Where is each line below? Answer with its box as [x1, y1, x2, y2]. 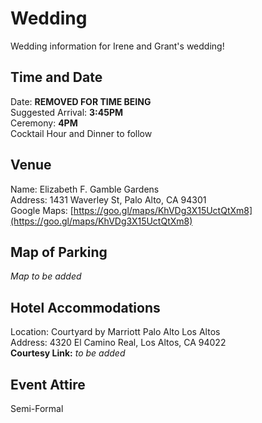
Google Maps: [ [10, 204, 74, 216]
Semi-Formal [10, 403, 64, 414]
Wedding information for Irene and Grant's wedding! [10, 40, 225, 52]
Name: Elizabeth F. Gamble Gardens [10, 183, 160, 195]
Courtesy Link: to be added [10, 347, 126, 359]
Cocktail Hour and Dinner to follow [10, 127, 153, 139]
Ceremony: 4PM [10, 117, 78, 129]
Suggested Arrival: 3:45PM [10, 106, 124, 118]
